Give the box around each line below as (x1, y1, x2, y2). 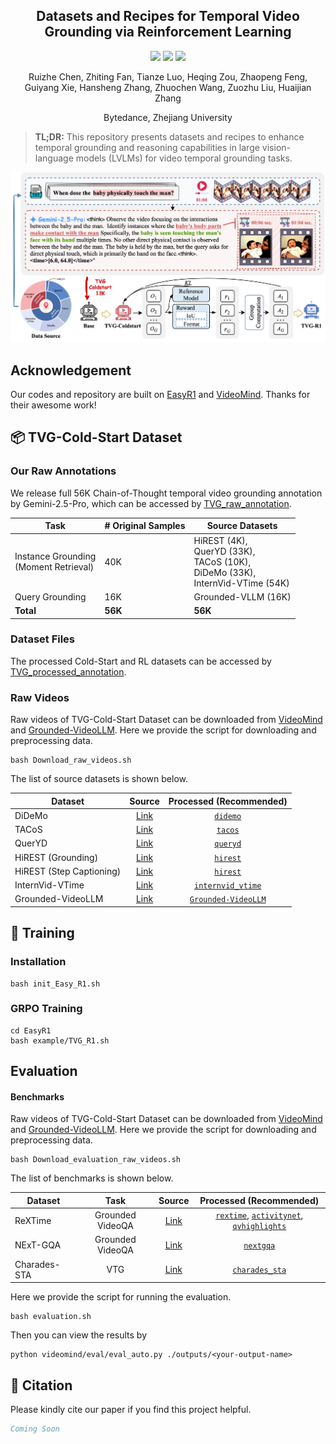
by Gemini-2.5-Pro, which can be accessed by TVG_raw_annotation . (10, 497, 292, 509)
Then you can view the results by (10, 1329, 148, 1341)
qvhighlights (232, 1222, 287, 1232)
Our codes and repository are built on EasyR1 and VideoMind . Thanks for (10, 389, 311, 401)
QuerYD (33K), (193, 545, 256, 557)
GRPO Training (10, 1002, 83, 1016)
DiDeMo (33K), (193, 566, 257, 578)
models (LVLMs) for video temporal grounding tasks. (75, 152, 293, 164)
